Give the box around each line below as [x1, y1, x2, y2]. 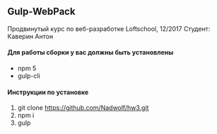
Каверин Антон [7, 32, 54, 40]
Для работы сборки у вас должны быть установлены [7, 48, 174, 57]
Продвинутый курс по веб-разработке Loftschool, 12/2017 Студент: [7, 24, 211, 33]
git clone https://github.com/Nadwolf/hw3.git [17, 104, 149, 112]
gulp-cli [17, 72, 40, 80]
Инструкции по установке [7, 88, 89, 96]
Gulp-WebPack [7, 6, 76, 18]
